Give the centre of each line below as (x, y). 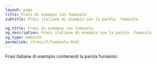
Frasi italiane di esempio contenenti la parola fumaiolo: (62, 56)
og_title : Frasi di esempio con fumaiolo (49, 28)
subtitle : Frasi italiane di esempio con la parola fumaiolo (72, 19)
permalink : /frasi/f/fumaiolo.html (43, 42)
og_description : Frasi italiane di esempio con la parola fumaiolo (78, 33)
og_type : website (23, 37)
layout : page (19, 10)
